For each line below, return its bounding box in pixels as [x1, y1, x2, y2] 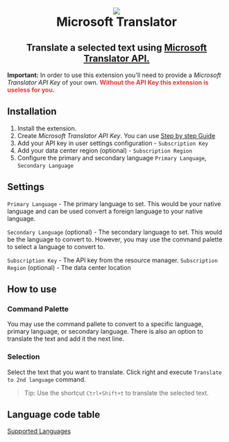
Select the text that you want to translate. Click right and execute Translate [7, 368, 222, 376]
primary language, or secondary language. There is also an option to [7, 328, 203, 336]
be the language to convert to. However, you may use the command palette [7, 235, 223, 244]
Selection [7, 352, 40, 362]
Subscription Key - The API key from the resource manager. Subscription [7, 256, 219, 264]
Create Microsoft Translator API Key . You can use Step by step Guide [17, 131, 216, 139]
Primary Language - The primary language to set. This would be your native [7, 199, 221, 207]
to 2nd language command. [7, 375, 86, 384]
